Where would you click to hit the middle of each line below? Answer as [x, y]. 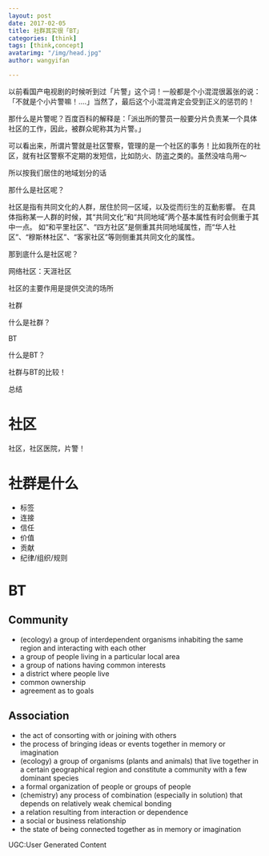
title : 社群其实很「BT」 [45, 31]
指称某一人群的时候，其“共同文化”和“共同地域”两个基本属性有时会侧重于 [133, 217]
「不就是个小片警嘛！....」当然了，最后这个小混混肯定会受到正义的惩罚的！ [132, 101]
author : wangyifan [39, 61]
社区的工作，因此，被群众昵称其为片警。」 [77, 128]
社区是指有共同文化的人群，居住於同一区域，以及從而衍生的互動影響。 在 [128, 206]
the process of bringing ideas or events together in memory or [122, 744]
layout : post [30, 16]
